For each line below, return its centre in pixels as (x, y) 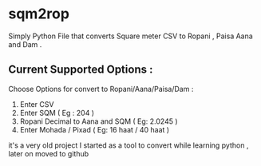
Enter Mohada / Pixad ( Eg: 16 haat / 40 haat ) (95, 129)
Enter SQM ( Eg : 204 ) (57, 113)
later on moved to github (49, 153)
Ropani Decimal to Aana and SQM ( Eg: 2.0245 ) (99, 121)
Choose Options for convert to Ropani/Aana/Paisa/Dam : (101, 89)
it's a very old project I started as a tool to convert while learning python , (129, 145)
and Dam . (25, 44)
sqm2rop (39, 14)
